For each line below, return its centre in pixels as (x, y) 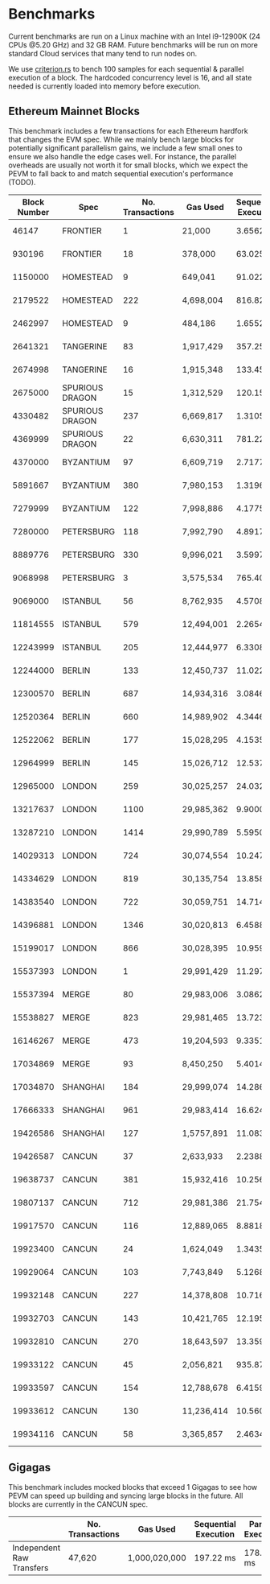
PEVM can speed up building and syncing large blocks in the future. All (126, 1495)
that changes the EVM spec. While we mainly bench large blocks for (121, 139)
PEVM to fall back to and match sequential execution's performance (121, 173)
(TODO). (22, 182)
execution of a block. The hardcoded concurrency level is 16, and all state (130, 77)
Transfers (31, 1568)
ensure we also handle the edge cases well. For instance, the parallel (123, 156)
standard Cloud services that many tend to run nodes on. (103, 53)
